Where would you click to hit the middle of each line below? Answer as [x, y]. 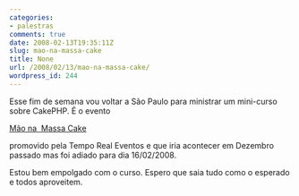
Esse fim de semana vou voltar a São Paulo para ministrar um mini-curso [143, 101]
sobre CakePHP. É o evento [60, 111]
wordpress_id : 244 [43, 76]
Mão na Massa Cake [48, 128]
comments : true [38, 34]
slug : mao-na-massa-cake [56, 51]
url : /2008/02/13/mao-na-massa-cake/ [80, 68]
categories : [31, 17]
